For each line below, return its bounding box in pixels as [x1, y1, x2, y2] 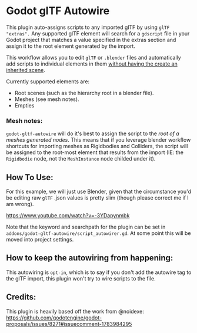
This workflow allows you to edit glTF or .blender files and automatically [6, 54, 181, 61]
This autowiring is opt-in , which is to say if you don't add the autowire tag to [6, 269, 192, 276]
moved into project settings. [6, 236, 74, 243]
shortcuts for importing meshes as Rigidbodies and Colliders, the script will [6, 143, 188, 150]
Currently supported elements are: [6, 78, 90, 85]
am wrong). [6, 201, 34, 208]
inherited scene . [6, 66, 46, 73]
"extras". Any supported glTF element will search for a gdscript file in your [6, 30, 190, 37]
